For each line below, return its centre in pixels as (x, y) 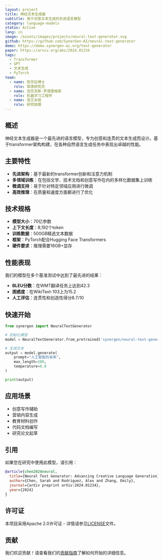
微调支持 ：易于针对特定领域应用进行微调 (52, 186)
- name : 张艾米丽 (25, 100)
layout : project (21, 9)
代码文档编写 (25, 427)
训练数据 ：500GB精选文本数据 (42, 234)
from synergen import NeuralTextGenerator (49, 326)
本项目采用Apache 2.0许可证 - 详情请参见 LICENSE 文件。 (62, 523)
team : (10, 77)
